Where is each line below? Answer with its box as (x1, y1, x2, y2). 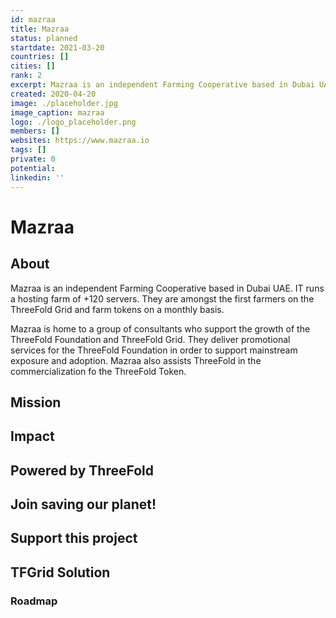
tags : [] (10, 145, 47, 155)
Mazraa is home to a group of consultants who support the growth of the (10, 322, 311, 335)
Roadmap (10, 594, 58, 608)
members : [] (10, 126, 60, 136)
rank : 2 (10, 71, 43, 81)
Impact (10, 428, 55, 445)
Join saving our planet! (10, 496, 157, 513)
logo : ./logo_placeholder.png (10, 117, 137, 127)
